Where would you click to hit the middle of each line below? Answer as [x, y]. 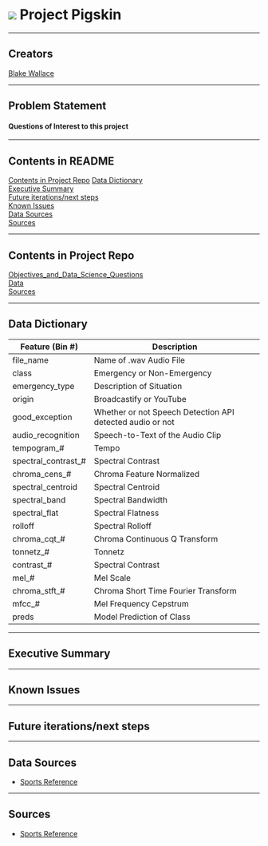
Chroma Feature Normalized [147, 474]
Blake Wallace [31, 73]
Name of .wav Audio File [140, 359]
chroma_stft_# [39, 590]
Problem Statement [57, 106]
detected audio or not [134, 422]
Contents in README [61, 161]
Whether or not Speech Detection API [164, 411]
